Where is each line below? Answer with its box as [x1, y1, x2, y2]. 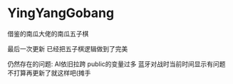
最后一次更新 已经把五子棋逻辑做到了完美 [7, 44, 128, 53]
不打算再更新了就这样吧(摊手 [7, 68, 91, 77]
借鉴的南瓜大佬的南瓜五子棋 [7, 29, 89, 38]
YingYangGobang [7, 5, 115, 21]
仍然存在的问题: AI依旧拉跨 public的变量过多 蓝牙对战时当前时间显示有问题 [7, 59, 226, 68]
